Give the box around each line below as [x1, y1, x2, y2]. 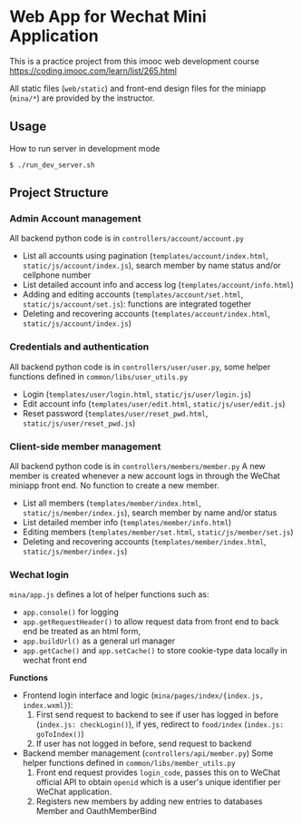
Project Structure [9, 185, 109, 201]
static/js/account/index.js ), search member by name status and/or [22, 260, 281, 271]
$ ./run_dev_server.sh [9, 161, 95, 170]
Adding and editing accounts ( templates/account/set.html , [22, 289, 244, 300]
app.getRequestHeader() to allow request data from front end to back [22, 616, 279, 627]
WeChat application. [35, 787, 112, 798]
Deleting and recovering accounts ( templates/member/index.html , [22, 536, 267, 547]
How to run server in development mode [9, 142, 161, 153]
